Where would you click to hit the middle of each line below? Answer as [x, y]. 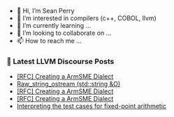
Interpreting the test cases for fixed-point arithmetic [92, 106]
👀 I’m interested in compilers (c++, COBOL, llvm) [86, 18]
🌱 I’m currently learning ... [54, 25]
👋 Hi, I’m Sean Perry [45, 11]
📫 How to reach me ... [49, 41]
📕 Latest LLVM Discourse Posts [60, 61]
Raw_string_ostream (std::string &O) [68, 84]
